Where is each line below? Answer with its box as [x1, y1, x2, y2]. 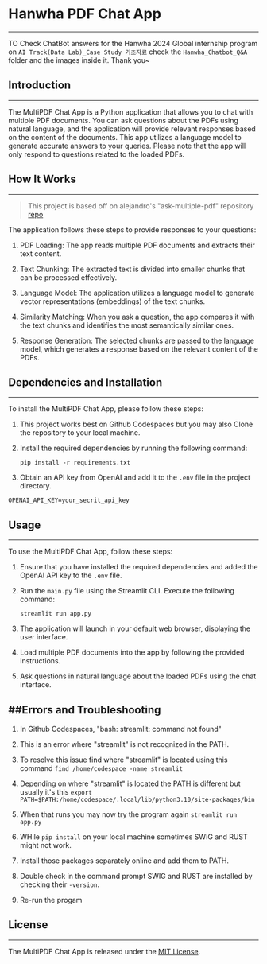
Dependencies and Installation [8, 375, 163, 389]
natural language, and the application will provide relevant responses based [8, 124, 256, 134]
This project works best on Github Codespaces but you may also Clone [19, 419, 253, 430]
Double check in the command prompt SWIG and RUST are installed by [19, 872, 253, 880]
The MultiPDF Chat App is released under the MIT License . [8, 947, 201, 956]
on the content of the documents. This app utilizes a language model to [8, 132, 242, 142]
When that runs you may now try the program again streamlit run [19, 810, 238, 819]
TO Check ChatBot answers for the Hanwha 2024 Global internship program [8, 38, 258, 48]
